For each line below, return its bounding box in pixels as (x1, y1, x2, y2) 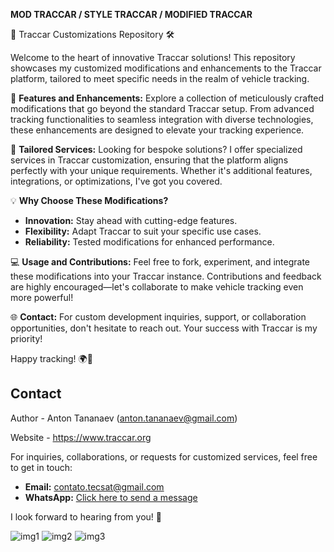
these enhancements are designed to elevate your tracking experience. (10, 124, 305, 136)
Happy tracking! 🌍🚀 (10, 353, 93, 364)
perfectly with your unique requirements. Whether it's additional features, (10, 165, 313, 176)
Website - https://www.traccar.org (10, 431, 152, 443)
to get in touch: (10, 461, 73, 473)
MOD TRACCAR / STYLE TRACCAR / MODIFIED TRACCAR (10, 9, 253, 20)
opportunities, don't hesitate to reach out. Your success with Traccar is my (10, 322, 318, 334)
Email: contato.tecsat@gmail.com (24, 480, 165, 493)
